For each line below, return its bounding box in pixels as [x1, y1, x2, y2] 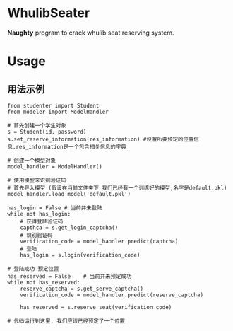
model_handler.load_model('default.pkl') [7, 190, 131, 197]
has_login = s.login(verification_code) [20, 251, 141, 259]
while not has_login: [7, 210, 71, 217]
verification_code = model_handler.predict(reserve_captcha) [20, 291, 203, 298]
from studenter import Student [7, 102, 100, 109]
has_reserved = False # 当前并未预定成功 [7, 272, 132, 280]
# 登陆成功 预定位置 [7, 265, 59, 272]
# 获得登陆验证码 [20, 218, 64, 225]
